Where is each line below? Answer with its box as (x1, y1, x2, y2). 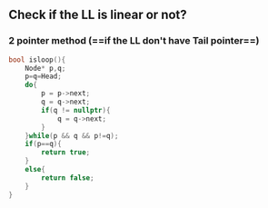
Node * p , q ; (25, 64, 66, 73)
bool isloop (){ (8, 54, 66, 64)
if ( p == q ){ (25, 140, 63, 149)
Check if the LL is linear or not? (8, 7, 187, 23)
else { (25, 165, 46, 174)
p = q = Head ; (25, 72, 63, 81)
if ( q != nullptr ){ (41, 105, 111, 114)
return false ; (41, 173, 94, 183)
